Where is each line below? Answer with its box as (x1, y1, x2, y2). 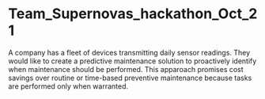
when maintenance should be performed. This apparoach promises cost (8, 64, 244, 74)
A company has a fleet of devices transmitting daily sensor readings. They (8, 48, 251, 57)
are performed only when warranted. (8, 81, 129, 91)
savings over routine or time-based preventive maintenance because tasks (8, 73, 252, 82)
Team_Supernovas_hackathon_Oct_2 (8, 5, 258, 23)
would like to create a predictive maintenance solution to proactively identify (8, 56, 257, 66)
